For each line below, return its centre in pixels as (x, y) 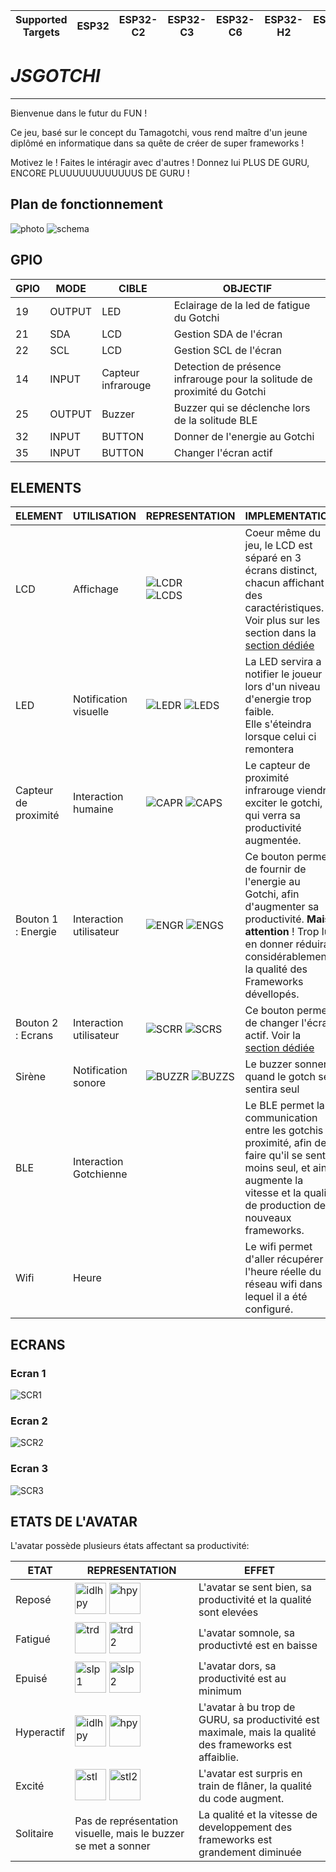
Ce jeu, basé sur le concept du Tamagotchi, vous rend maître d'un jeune (159, 132)
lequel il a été (276, 1297)
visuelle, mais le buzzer (129, 1834)
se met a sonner (112, 1846)
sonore (89, 1083)
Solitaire (34, 1834)
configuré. (269, 1309)
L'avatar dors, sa (237, 1666)
